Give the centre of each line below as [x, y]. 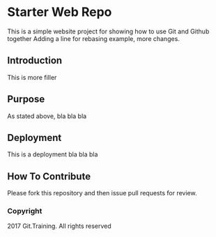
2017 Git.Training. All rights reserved [59, 226]
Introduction [35, 61]
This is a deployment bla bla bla [53, 154]
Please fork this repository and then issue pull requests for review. [102, 193]
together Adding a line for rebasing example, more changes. [93, 38]
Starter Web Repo [60, 12]
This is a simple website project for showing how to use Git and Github [108, 31]
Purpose [26, 99]
